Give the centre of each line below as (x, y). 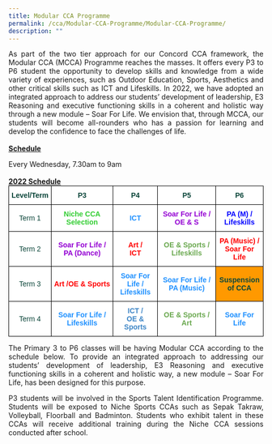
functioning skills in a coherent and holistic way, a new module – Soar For (136, 374)
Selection (82, 222)
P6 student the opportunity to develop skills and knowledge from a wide (136, 71)
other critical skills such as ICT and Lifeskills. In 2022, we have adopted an (136, 88)
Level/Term (30, 196)
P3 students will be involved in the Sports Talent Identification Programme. (136, 399)
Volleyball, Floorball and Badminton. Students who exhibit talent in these (136, 416)
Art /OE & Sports (82, 284)
